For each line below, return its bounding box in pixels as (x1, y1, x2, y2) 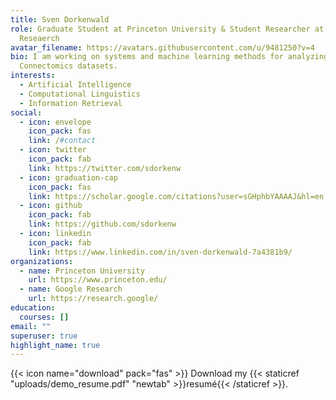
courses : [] (19, 312, 70, 322)
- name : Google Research (19, 284, 123, 295)
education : (10, 303, 56, 313)
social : (10, 107, 43, 118)
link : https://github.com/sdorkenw (28, 219, 177, 230)
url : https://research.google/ (28, 294, 159, 304)
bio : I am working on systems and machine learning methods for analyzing (10, 52, 329, 62)
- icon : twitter (19, 145, 87, 155)
